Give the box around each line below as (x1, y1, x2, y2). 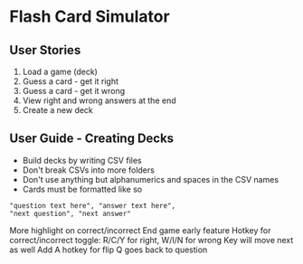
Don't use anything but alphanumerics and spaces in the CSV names (22, 174, 279, 184)
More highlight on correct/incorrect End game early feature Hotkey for (9, 224, 271, 236)
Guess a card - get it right (22, 76, 119, 87)
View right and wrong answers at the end (22, 95, 176, 106)
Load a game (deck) (22, 66, 98, 77)
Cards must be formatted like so (22, 184, 143, 194)
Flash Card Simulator (9, 6, 170, 27)
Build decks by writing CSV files (22, 155, 142, 165)
